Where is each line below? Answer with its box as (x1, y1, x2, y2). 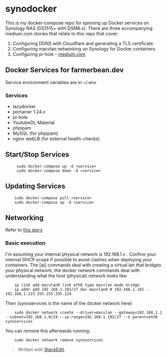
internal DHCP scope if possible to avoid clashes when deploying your (5, 256, 152, 262)
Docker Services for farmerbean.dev (5, 66, 124, 74)
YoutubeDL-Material (12, 120, 55, 126)
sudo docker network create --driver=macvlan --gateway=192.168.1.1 (14, 310, 162, 315)
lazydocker (12, 103, 37, 109)
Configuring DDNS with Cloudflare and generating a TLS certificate (12, 40, 153, 46)
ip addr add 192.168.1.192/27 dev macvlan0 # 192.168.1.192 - (14, 287, 149, 292)
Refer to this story (5, 227, 43, 233)
